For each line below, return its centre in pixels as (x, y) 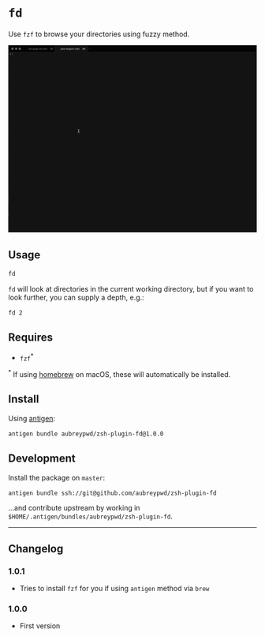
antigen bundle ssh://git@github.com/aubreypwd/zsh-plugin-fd (112, 493)
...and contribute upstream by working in (74, 508)
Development (42, 459)
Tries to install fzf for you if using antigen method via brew (114, 589)
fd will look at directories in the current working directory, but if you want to (131, 289)
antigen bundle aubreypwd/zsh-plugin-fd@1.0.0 (86, 434)
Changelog (36, 548)
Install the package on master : (57, 477)
